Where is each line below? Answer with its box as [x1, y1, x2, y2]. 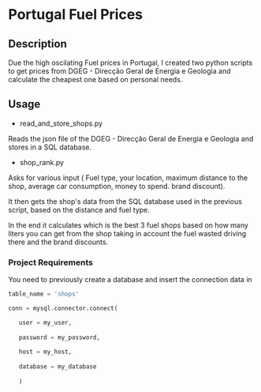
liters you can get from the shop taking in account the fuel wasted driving [8, 228, 247, 238]
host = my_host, [18, 348, 73, 356]
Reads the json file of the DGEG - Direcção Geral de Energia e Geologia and [8, 134, 254, 143]
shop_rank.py [19, 157, 65, 167]
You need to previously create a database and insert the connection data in [8, 275, 252, 285]
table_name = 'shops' [8, 290, 80, 298]
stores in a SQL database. [8, 142, 92, 152]
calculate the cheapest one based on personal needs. [8, 75, 183, 84]
